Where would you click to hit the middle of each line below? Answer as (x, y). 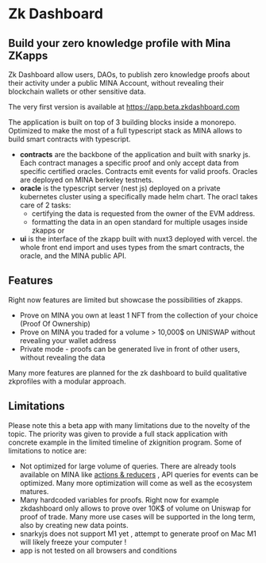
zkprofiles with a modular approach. (67, 381)
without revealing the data (62, 357)
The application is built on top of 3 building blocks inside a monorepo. (122, 122)
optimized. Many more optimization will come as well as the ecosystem (136, 483)
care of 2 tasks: (45, 205)
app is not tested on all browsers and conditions (98, 550)
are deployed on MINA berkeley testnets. (87, 180)
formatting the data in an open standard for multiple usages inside (140, 222)
